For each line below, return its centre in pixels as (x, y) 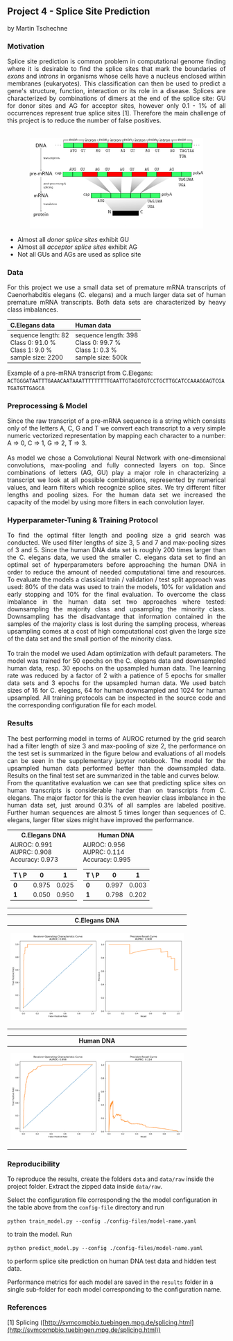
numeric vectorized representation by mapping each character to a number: (116, 435)
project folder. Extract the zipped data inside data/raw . (85, 1187)
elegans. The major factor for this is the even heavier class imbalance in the (116, 797)
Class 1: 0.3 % (96, 350)
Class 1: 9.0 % (31, 350)
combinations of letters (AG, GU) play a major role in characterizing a (116, 472)
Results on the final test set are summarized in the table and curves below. (113, 776)
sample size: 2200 (37, 358)
